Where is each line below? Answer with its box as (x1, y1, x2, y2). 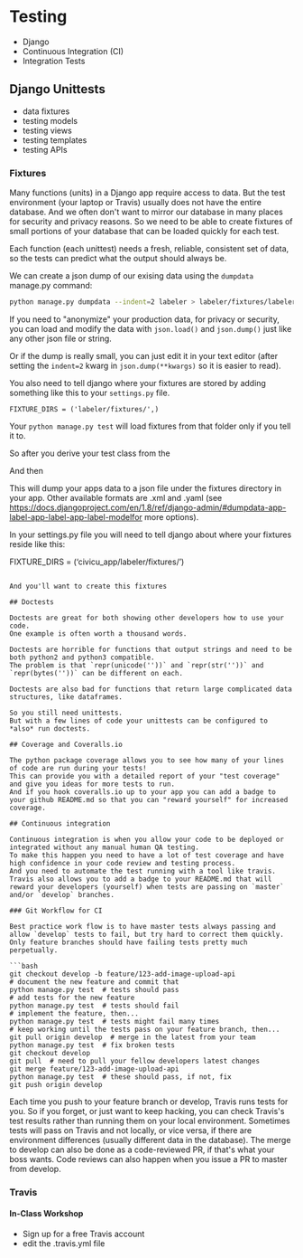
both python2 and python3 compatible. (9, 653, 155, 662)
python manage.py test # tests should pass (9, 985, 179, 994)
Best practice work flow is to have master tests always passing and (9, 922, 277, 931)
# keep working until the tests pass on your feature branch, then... (9, 1025, 280, 1034)
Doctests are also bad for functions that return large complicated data (9, 685, 293, 694)
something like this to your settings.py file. (9, 387, 170, 398)
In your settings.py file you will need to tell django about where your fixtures (9, 529, 292, 540)
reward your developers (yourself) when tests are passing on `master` (9, 882, 284, 892)
